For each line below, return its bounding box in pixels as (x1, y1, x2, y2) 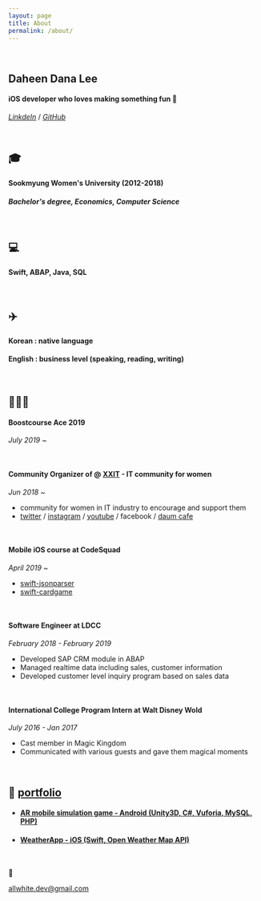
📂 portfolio (8, 786, 62, 799)
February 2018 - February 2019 (8, 638, 112, 648)
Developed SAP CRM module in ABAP (19, 654, 145, 664)
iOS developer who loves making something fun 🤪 (8, 94, 178, 104)
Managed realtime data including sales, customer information (19, 662, 223, 672)
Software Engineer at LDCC (8, 620, 102, 630)
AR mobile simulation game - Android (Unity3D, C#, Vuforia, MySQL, (19, 808, 253, 818)
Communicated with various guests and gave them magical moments (19, 747, 248, 757)
